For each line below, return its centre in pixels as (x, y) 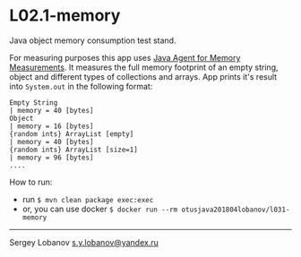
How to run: (31, 182)
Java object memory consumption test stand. (93, 40)
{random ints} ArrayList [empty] (72, 134)
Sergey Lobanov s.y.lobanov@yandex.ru (84, 242)
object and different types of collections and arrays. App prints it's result (143, 76)
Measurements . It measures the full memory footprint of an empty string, (144, 67)
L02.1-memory (65, 16)
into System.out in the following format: (81, 86)
